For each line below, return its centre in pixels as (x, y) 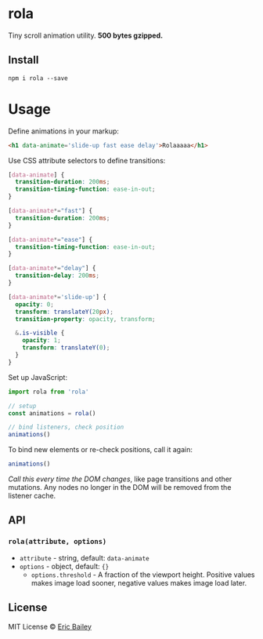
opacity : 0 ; (35, 304)
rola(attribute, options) (58, 542)
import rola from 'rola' (49, 392)
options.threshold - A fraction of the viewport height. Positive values (143, 575)
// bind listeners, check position (66, 427)
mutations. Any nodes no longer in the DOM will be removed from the (120, 487)
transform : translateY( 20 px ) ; (64, 312)
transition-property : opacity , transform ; (85, 319)
